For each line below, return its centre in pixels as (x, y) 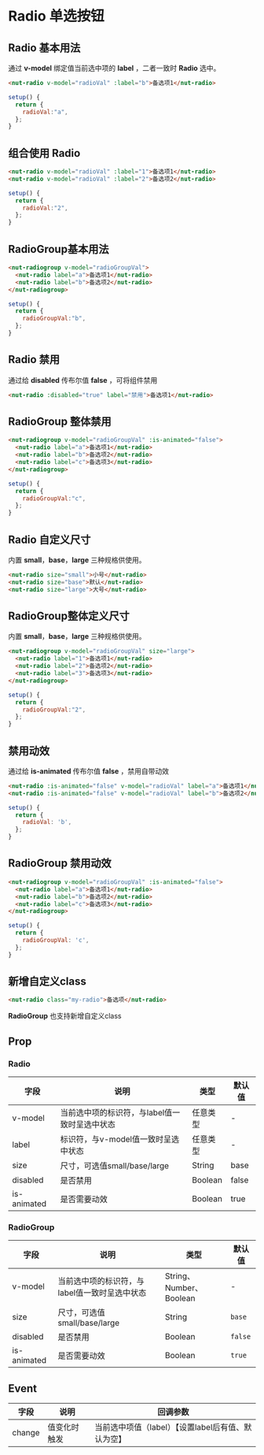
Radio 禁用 (34, 360)
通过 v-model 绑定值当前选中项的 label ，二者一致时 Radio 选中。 (114, 68)
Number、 (183, 1288)
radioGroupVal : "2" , (54, 710)
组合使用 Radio (44, 153)
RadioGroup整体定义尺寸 (69, 616)
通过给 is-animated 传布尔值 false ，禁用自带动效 (89, 771)
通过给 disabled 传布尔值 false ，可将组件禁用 (83, 380)
